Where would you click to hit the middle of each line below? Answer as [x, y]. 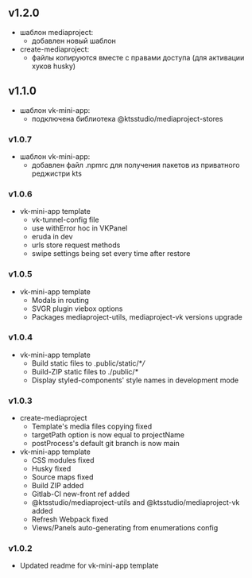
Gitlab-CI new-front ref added [80, 494]
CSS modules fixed [63, 460]
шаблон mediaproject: [56, 32]
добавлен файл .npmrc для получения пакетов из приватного [136, 165]
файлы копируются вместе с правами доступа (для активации [138, 57]
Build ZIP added [58, 486]
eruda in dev [52, 237]
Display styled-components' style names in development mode [135, 380]
